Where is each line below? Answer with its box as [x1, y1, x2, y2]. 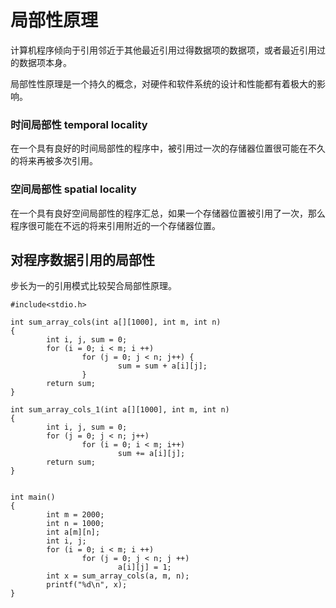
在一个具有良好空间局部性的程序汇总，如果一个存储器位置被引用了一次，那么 [10, 207, 326, 219]
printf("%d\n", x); [46, 580, 128, 590]
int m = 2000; [46, 510, 105, 520]
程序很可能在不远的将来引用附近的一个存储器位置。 [10, 219, 221, 231]
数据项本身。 [18, 56, 72, 68]
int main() [10, 492, 56, 503]
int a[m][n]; [46, 527, 101, 538]
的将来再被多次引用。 [10, 155, 98, 167]
